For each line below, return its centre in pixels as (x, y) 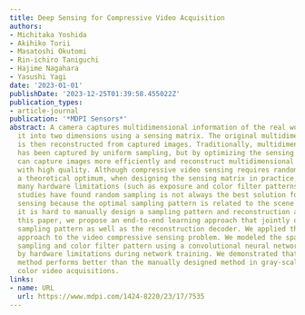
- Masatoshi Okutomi (49, 52)
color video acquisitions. (69, 271)
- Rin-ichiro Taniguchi (54, 60)
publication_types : (46, 102)
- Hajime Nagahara (44, 69)
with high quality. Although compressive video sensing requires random (158, 170)
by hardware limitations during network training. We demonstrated (148, 254)
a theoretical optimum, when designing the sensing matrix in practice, (158, 178)
